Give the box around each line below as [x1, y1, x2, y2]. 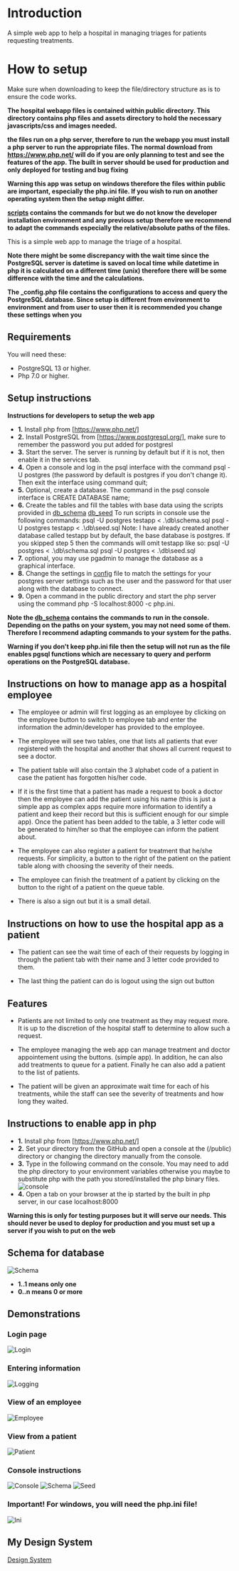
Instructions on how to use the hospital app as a [7, 917, 224, 930]
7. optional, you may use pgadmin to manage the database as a [17, 554, 203, 562]
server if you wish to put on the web [7, 1226, 116, 1235]
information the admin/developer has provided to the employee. [17, 723, 205, 732]
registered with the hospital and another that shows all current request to [17, 744, 232, 753]
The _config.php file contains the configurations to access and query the [7, 288, 228, 296]
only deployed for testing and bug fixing [7, 166, 129, 174]
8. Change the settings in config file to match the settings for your [17, 569, 211, 577]
